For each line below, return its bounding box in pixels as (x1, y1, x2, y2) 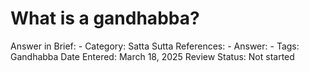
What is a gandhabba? (10, 7, 200, 30)
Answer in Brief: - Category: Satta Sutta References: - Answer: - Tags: (10, 40, 300, 52)
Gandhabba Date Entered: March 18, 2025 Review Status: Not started (10, 50, 295, 62)
